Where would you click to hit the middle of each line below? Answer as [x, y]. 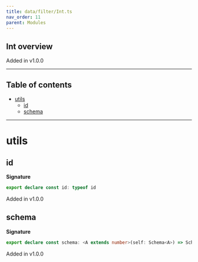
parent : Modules [26, 22]
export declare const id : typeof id [51, 188]
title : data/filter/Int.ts [39, 12]
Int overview [29, 46]
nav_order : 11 [24, 17]
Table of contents [39, 85]
